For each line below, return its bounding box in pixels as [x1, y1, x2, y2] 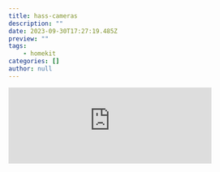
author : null [8, 65, 53, 73]
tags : [8, 42, 27, 50]
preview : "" [8, 34, 49, 43]
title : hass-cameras [8, 11, 79, 20]
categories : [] [8, 58, 60, 66]
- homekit [23, 49, 57, 58]
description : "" [8, 19, 63, 28]
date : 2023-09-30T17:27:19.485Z [8, 27, 118, 35]
